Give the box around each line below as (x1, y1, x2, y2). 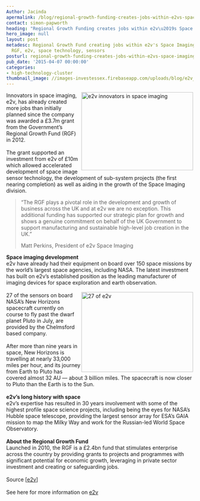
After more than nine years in (6, 343, 77, 350)
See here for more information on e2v (6, 488, 99, 496)
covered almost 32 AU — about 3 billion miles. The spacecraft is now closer (6, 374, 192, 381)
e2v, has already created (6, 98, 67, 105)
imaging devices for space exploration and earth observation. (6, 279, 157, 286)
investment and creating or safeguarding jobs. (6, 463, 120, 471)
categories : (6, 64, 36, 71)
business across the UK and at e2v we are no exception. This (20, 205, 171, 212)
